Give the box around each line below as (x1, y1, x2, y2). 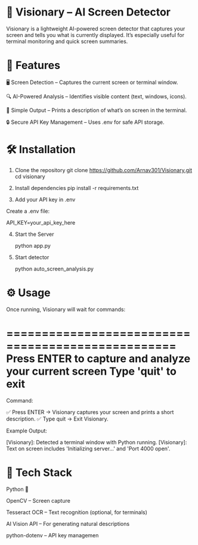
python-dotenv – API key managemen (6, 531, 99, 538)
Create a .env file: (6, 207, 49, 214)
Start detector (14, 253, 49, 261)
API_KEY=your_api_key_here (6, 219, 76, 226)
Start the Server (14, 231, 54, 238)
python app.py (14, 242, 51, 249)
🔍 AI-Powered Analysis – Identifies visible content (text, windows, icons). (6, 92, 187, 100)
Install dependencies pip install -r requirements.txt (14, 184, 139, 191)
